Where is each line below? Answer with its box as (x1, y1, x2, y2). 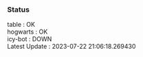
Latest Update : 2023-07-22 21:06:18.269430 (7, 43, 136, 51)
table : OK (7, 21, 36, 29)
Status (7, 5, 30, 14)
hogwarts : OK (7, 27, 48, 36)
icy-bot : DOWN (7, 35, 52, 43)
